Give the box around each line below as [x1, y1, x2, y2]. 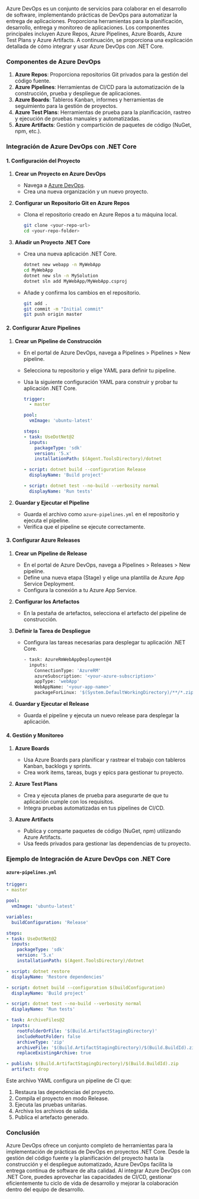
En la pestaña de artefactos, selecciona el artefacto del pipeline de [23, 609, 187, 616]
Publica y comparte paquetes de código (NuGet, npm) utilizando [23, 827, 181, 834]
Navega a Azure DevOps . [23, 182, 86, 189]
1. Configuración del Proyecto [6, 157, 81, 164]
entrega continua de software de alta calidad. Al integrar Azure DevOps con [6, 1167, 191, 1174]
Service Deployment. [23, 580, 75, 587]
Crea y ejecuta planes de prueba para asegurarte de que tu [23, 792, 169, 799]
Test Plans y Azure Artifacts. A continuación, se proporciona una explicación [6, 37, 193, 43]
